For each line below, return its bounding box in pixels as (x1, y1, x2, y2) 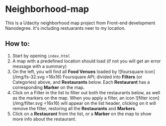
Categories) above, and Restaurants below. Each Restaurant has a (12, 79, 150, 85)
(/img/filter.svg (12, 100, 43, 106)
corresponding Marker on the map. (12, 84, 85, 90)
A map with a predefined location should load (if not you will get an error (12, 58, 161, 64)
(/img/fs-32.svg (12, 73, 45, 80)
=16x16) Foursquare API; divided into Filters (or (45, 73, 143, 80)
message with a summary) (12, 63, 67, 69)
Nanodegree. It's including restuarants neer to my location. (5, 25, 126, 31)
